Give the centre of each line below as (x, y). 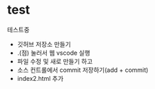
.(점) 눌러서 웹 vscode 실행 (54, 53)
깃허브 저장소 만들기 (44, 44)
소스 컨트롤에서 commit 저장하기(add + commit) (83, 70)
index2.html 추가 (40, 78)
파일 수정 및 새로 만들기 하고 (55, 61)
